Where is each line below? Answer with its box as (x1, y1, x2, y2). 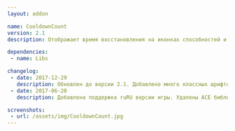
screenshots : (7, 106, 45, 113)
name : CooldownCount (7, 22, 68, 30)
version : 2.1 (7, 29, 45, 36)
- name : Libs (10, 55, 49, 62)
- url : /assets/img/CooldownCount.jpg (10, 113, 124, 120)
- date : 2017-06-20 (10, 87, 68, 95)
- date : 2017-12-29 (10, 74, 68, 81)
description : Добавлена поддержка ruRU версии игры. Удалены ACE (16, 94, 211, 101)
